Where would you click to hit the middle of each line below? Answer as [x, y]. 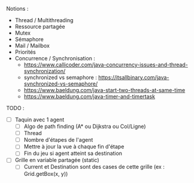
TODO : [16, 108]
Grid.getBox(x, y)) [46, 173]
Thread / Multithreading [44, 20]
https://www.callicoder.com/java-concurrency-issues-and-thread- [106, 65]
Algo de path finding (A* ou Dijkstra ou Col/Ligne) [85, 126]
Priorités [25, 52]
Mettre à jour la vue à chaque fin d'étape [74, 147]
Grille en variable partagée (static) [57, 160]
